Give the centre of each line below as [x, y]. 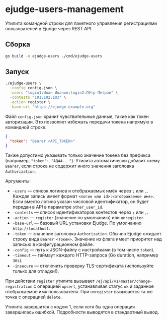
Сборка [18, 45]
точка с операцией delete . [33, 297]
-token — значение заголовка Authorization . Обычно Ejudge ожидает [87, 234]
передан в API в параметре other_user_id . [58, 207]
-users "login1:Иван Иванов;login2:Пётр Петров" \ [64, 93]
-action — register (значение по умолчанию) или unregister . [78, 218]
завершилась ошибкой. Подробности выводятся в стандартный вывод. [82, 312]
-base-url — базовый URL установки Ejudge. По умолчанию [77, 223]
